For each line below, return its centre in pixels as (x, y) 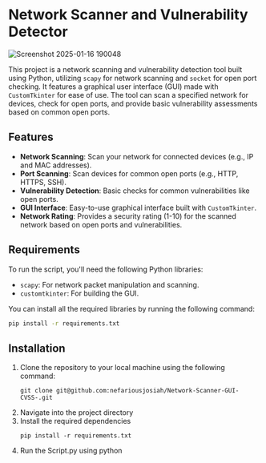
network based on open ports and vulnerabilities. (101, 224)
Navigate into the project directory (77, 413)
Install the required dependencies (75, 421)
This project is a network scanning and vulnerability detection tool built (125, 69)
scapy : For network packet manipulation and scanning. (109, 284)
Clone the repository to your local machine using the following (123, 368)
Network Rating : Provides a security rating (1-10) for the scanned (128, 216)
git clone (36, 391)
